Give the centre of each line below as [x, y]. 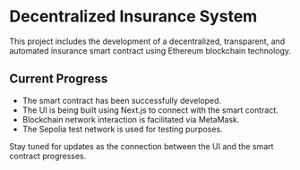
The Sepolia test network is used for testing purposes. [122, 129]
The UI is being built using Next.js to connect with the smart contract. [150, 110]
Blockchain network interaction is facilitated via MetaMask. [131, 119]
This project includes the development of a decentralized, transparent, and [147, 41]
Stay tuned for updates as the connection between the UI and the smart [141, 146]
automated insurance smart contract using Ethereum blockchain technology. [150, 50]
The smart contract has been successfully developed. [122, 100]
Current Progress [59, 79]
